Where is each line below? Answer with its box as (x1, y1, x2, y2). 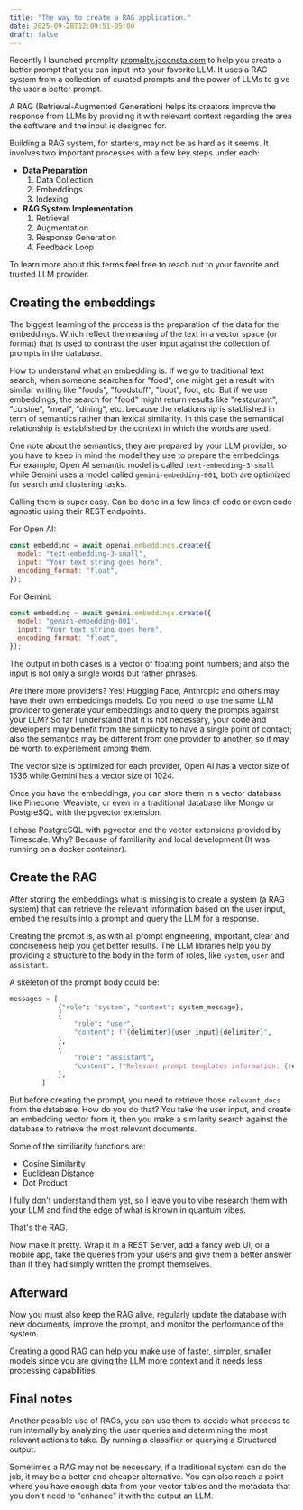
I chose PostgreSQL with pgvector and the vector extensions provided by (9, 824, 282, 835)
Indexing (35, 193, 69, 204)
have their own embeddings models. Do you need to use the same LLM (9, 695, 274, 706)
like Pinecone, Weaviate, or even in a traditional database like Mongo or (9, 797, 275, 808)
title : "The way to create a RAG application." (9, 13, 192, 23)
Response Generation (35, 232, 117, 243)
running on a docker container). (9, 843, 127, 854)
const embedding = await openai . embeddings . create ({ (9, 541, 212, 550)
